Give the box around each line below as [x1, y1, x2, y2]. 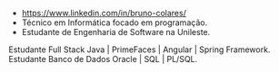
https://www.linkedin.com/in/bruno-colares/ [21, 8, 187, 18]
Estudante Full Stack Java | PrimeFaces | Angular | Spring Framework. [8, 44, 271, 55]
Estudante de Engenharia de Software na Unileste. [21, 27, 211, 37]
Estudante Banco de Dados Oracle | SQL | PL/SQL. [8, 54, 198, 64]
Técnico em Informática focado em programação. [21, 17, 208, 28]
